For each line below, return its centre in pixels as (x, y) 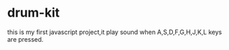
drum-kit (34, 13)
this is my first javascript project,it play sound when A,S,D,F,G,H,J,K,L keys (114, 32)
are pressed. (26, 39)
